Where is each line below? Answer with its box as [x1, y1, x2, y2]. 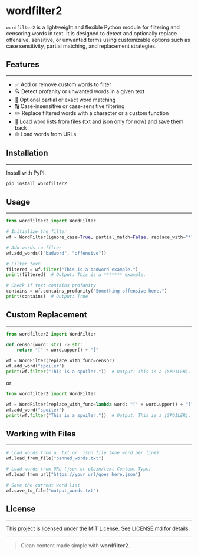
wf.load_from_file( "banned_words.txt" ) [6, 455, 104, 461]
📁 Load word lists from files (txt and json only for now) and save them [14, 118, 184, 125]
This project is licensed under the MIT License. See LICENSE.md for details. [6, 525, 190, 532]
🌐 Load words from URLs [14, 130, 77, 137]
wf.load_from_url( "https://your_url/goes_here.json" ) [6, 471, 141, 477]
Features [6, 60, 39, 70]
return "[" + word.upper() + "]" [16, 347, 99, 353]
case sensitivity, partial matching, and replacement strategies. [6, 42, 157, 50]
